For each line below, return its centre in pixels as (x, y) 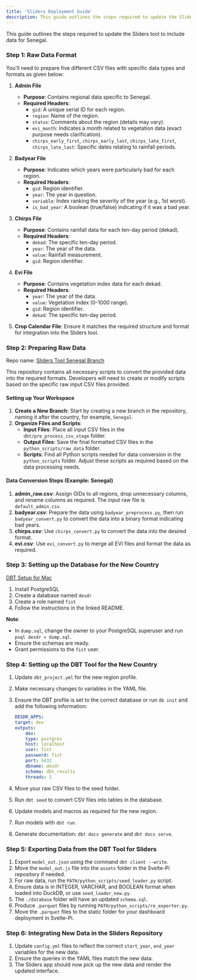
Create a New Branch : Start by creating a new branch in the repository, (101, 411)
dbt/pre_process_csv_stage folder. (65, 436)
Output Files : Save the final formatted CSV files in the (88, 442)
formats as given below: (35, 74)
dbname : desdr (43, 766)
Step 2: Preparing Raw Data (46, 348)
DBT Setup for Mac (29, 577)
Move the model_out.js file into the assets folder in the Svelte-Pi (92, 868)
